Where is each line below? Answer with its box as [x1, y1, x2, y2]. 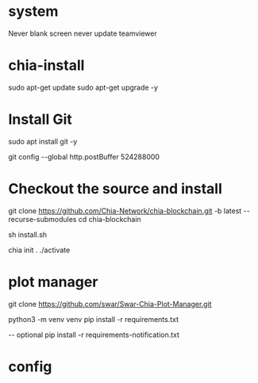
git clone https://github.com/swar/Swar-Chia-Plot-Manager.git [8, 299, 212, 308]
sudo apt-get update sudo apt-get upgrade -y [8, 82, 159, 92]
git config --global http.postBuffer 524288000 [8, 151, 160, 161]
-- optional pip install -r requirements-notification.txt [8, 330, 180, 339]
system [8, 2, 59, 21]
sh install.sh [8, 229, 48, 239]
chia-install [8, 56, 85, 75]
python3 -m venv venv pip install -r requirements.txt [8, 314, 179, 324]
